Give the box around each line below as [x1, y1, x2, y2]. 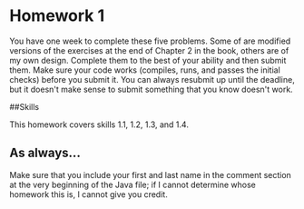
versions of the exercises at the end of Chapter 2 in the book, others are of [9, 45, 289, 55]
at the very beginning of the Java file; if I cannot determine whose [9, 179, 257, 190]
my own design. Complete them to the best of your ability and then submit [9, 55, 287, 65]
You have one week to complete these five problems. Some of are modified [9, 35, 291, 46]
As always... [9, 145, 82, 161]
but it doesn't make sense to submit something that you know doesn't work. [9, 84, 293, 95]
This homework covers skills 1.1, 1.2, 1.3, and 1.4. [9, 119, 189, 130]
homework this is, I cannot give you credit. [9, 188, 168, 200]
